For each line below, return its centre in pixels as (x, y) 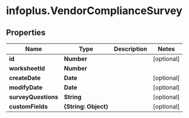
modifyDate (26, 87)
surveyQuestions (34, 97)
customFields (28, 107)
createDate (25, 78)
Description (131, 49)
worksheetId (27, 68)
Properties (26, 33)
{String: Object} (86, 107)
